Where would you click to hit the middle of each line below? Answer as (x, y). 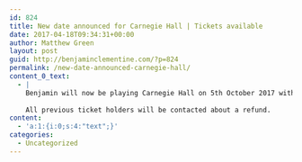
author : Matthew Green (52, 43)
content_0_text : (40, 76)
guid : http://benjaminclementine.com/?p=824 (94, 59)
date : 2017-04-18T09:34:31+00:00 (72, 34)
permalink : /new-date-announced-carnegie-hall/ (100, 68)
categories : (31, 135)
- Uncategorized (48, 143)
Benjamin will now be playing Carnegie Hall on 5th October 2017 (151, 93)
